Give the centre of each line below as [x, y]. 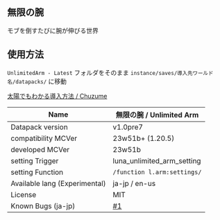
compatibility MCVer [44, 138]
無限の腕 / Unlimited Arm [157, 115]
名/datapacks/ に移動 [37, 81]
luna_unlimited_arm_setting [157, 160]
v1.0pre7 [128, 127]
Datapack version [39, 127]
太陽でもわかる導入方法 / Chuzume [57, 96]
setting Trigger [35, 160]
